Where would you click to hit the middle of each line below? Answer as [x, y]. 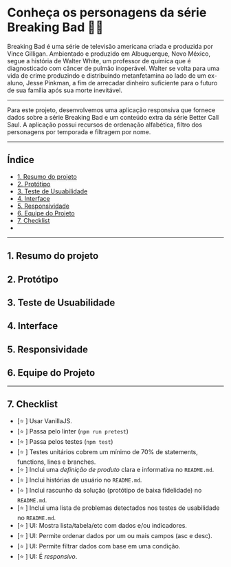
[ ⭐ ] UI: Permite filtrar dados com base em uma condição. [99, 546]
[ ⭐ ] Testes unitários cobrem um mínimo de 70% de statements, [107, 452]
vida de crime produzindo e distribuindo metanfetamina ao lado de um [107, 75]
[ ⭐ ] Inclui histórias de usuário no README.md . [79, 480]
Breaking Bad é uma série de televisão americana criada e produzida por [110, 46]
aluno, [16, 83]
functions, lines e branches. [56, 462]
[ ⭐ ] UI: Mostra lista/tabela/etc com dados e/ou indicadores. [102, 526]
